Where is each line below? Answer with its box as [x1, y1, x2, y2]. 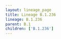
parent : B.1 [5, 21, 31, 27]
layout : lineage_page [5, 7, 52, 13]
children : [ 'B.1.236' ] [5, 26, 54, 31]
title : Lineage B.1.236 [5, 12, 56, 17]
